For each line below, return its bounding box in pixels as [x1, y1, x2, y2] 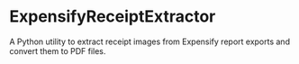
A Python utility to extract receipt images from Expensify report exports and [9, 36, 291, 47]
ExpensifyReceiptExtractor [9, 6, 216, 27]
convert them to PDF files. [9, 45, 106, 56]
